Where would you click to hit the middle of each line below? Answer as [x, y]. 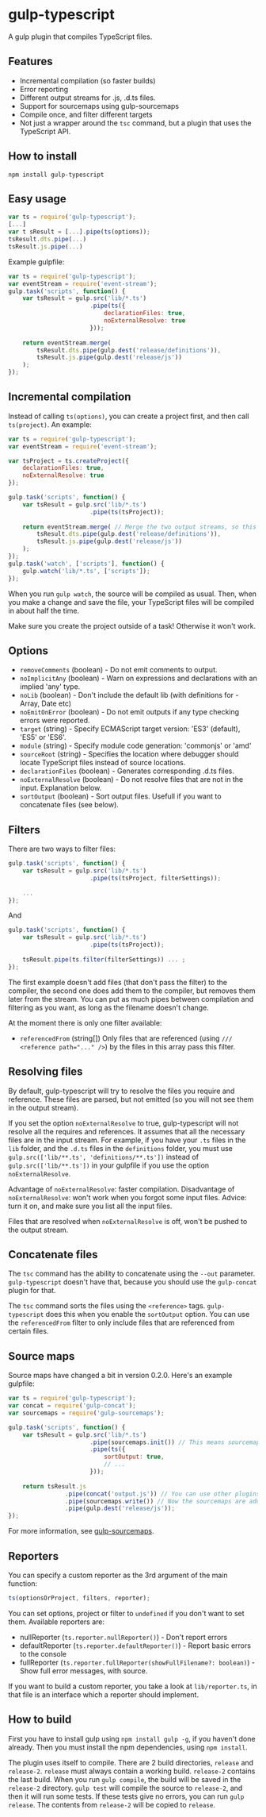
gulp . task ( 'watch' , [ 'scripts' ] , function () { [86, 564]
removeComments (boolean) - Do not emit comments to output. [118, 670]
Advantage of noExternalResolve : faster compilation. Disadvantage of [122, 1189]
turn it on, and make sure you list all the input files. [90, 1206]
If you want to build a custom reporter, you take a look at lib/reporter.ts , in [133, 1686]
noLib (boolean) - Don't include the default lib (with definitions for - [129, 695]
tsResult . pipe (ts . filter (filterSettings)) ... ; [104, 959]
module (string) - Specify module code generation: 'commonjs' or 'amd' [135, 746]
